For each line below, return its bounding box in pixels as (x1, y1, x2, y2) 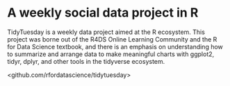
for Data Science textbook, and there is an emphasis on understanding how (7, 42, 224, 51)
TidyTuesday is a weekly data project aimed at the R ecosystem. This (7, 28, 205, 36)
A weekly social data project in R (7, 5, 199, 21)
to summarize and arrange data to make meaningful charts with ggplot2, (7, 50, 215, 58)
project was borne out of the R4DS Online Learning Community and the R (7, 35, 217, 43)
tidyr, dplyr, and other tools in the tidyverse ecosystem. (7, 57, 165, 65)
